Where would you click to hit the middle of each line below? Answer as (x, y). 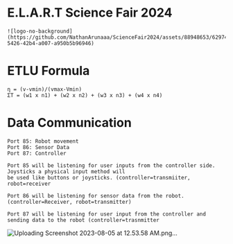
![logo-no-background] (40, 31)
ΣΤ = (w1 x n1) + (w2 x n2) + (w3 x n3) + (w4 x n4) (85, 95)
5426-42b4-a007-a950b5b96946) (51, 43)
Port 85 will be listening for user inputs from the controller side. (111, 165)
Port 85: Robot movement (43, 141)
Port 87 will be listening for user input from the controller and (107, 214)
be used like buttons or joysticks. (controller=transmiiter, (99, 177)
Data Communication (69, 123)
